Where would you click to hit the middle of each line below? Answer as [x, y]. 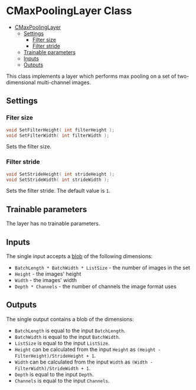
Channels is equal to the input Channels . [62, 381]
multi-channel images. [64, 82]
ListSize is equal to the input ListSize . [62, 343]
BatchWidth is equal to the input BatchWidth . [67, 336]
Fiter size [20, 118]
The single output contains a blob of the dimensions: [70, 319]
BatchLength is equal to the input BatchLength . [70, 330]
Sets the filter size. [29, 147]
